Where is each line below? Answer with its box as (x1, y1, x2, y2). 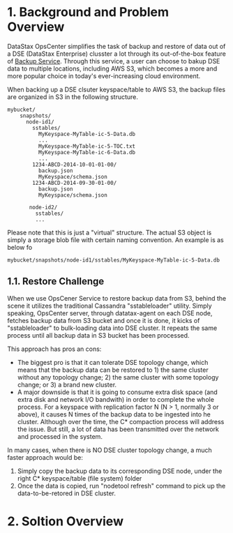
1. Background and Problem (7, 4, 170, 20)
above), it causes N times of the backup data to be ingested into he (17, 410, 211, 419)
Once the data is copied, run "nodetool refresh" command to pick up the (17, 481, 226, 490)
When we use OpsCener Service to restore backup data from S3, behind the (7, 294, 227, 302)
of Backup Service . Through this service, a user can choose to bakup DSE (7, 57, 220, 65)
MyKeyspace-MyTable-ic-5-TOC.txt (38, 142, 136, 150)
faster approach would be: (7, 453, 84, 461)
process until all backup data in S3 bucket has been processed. (7, 331, 190, 339)
